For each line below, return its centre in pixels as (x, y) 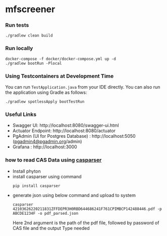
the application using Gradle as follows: (46, 93)
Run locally (19, 48)
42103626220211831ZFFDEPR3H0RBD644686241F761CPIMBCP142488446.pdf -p (87, 209)
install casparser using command (47, 176)
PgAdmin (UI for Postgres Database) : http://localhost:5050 (74, 136)
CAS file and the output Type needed (51, 228)
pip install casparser (36, 186)
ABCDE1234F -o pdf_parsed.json (45, 213)
